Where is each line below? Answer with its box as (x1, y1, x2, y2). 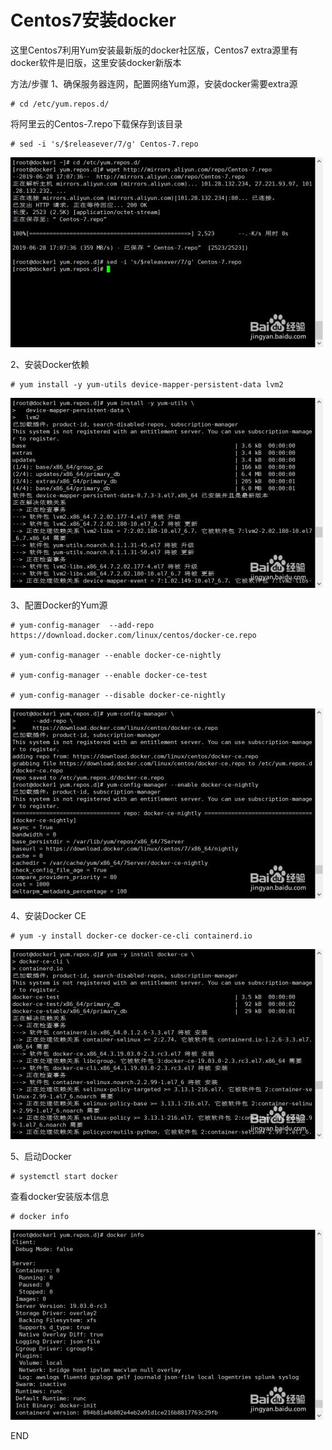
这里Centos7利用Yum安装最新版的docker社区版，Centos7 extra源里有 (10, 44, 299, 56)
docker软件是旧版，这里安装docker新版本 (10, 56, 182, 68)
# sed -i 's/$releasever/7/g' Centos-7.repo (10, 139, 199, 149)
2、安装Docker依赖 (10, 358, 90, 370)
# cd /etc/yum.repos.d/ (10, 99, 110, 109)
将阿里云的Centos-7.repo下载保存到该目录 (10, 117, 183, 130)
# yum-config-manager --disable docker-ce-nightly (10, 690, 226, 700)
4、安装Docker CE (10, 909, 87, 921)
